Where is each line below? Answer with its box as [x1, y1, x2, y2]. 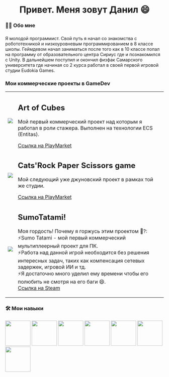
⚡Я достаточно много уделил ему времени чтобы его [18, 270, 149, 277]
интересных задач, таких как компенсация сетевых [18, 257, 145, 264]
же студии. [18, 182, 45, 189]
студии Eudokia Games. [5, 67, 55, 74]
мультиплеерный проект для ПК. [18, 242, 99, 249]
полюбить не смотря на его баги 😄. [18, 278, 106, 285]
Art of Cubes [18, 102, 65, 112]
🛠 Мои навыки [5, 305, 44, 312]
